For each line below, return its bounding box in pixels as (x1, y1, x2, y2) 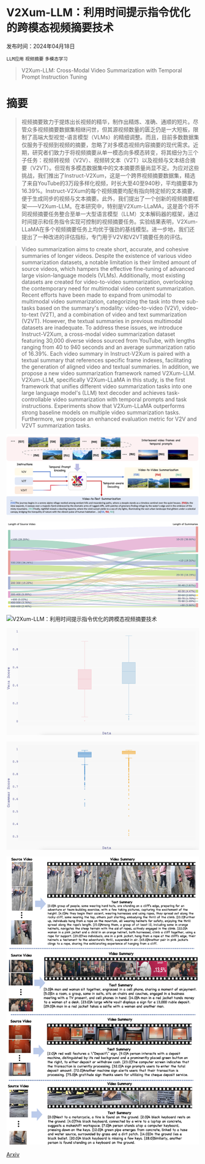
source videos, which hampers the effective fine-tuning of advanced (21, 265, 195, 272)
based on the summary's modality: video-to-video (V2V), (36, 304, 181, 311)
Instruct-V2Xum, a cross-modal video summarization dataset (21, 330, 176, 338)
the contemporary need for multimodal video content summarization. (21, 284, 196, 292)
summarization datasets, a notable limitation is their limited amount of (21, 259, 197, 266)
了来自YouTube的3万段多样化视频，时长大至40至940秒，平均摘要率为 (21, 179, 198, 187)
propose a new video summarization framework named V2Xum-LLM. (21, 369, 196, 377)
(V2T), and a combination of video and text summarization (39, 311, 187, 318)
